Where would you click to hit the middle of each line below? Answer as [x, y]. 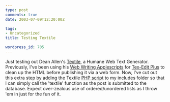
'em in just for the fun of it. [33, 94]
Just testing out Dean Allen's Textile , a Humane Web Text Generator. [77, 61]
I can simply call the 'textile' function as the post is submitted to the [76, 83]
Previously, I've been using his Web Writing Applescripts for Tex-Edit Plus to [85, 67]
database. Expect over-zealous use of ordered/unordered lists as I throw [81, 88]
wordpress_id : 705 [25, 47]
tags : [11, 28]
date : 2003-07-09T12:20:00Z [35, 19]
